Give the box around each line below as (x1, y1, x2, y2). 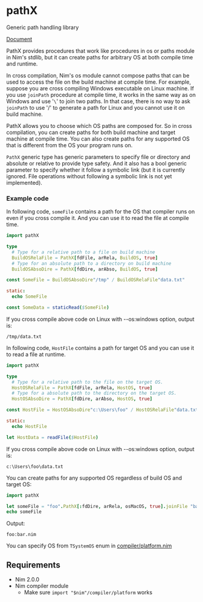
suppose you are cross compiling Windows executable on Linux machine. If (6, 84, 195, 92)
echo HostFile (11, 423, 47, 429)
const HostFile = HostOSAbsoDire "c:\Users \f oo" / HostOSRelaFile (6, 407, 174, 413)
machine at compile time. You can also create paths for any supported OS (6, 135, 190, 142)
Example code (6, 194, 49, 202)
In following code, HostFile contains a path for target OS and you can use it (6, 344, 195, 352)
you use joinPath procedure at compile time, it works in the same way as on (6, 91, 196, 98)
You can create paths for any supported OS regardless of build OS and (6, 474, 182, 481)
